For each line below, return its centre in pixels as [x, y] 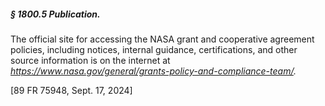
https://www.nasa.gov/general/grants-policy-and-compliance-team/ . [153, 71]
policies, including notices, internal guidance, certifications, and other [154, 49]
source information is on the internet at [90, 60]
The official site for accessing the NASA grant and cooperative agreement [162, 39]
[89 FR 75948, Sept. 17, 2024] [71, 90]
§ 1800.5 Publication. [55, 14]
